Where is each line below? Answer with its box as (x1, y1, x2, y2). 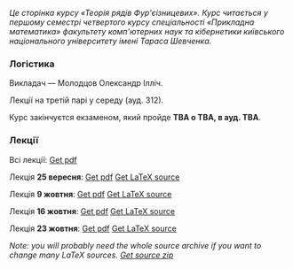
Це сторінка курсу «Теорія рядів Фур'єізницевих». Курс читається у (9, 8, 269, 18)
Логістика (9, 58, 55, 70)
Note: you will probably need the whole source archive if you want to (9, 240, 262, 250)
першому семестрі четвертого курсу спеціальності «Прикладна (9, 17, 255, 27)
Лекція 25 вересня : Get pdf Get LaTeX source (9, 172, 180, 182)
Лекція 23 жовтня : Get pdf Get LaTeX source (9, 223, 178, 234)
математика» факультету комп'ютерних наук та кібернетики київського (9, 27, 285, 36)
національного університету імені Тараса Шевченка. (9, 35, 212, 46)
